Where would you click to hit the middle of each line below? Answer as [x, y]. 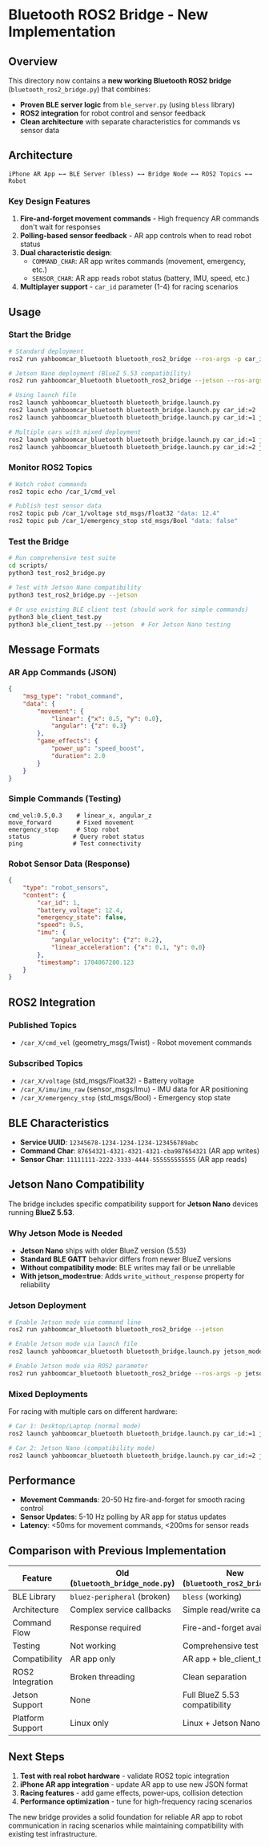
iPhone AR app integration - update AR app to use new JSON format [134, 1784]
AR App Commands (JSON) [63, 672]
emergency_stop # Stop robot [64, 829]
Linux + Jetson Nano [222, 1723]
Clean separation [215, 1677]
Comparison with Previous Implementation [117, 1551]
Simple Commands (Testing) [65, 799]
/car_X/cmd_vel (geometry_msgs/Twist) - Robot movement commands [136, 1042]
